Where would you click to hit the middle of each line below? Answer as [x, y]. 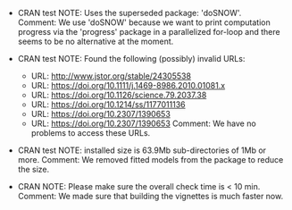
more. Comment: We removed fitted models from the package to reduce [150, 160]
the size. [33, 169]
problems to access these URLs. [91, 133]
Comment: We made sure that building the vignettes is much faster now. [150, 196]
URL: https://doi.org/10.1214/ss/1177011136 [108, 105]
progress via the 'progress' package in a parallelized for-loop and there [149, 32]
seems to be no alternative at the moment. [96, 41]
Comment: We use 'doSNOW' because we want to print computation [144, 22]
